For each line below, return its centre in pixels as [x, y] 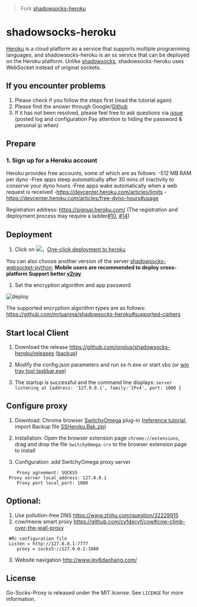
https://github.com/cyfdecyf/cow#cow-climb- [129, 522]
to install [25, 450]
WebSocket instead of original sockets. [54, 67]
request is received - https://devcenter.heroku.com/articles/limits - [86, 192]
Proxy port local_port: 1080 [52, 483]
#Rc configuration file [38, 539]
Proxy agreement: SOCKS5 [47, 473]
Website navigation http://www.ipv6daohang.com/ [76, 560]
